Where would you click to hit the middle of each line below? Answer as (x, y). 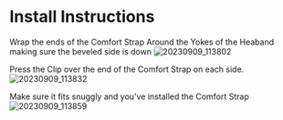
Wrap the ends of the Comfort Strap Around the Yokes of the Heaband (142, 42)
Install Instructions (82, 17)
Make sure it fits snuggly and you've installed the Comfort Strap (129, 96)
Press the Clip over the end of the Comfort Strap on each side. (127, 69)
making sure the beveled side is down (81, 51)
